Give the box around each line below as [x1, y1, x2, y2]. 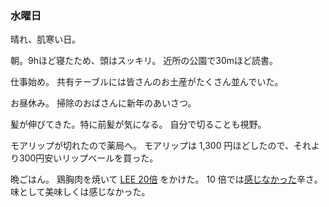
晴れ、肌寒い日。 [10, 33, 82, 46]
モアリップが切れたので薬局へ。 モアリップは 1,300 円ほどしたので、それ [10, 140, 312, 152]
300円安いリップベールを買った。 [18, 152, 159, 164]
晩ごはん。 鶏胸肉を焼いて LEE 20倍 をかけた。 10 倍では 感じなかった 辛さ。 [10, 173, 323, 186]
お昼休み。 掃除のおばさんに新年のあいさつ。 [10, 97, 197, 109]
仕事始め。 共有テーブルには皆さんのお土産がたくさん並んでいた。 [10, 76, 284, 88]
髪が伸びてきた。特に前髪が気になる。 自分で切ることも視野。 [10, 118, 267, 131]
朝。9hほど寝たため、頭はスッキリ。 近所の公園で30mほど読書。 [10, 55, 279, 67]
